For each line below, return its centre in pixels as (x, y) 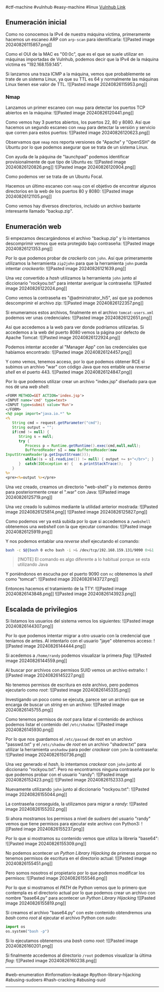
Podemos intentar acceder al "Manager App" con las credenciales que (76, 347)
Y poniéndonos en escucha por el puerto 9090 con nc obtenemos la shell (79, 574)
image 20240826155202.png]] (36, 809)
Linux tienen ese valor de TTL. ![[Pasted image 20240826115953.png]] (76, 84)
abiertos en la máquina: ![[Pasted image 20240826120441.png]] (70, 113)
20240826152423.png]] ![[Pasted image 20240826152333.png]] (71, 780)
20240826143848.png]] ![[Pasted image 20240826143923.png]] (71, 594)
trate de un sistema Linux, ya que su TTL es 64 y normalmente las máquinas (82, 79)
